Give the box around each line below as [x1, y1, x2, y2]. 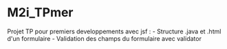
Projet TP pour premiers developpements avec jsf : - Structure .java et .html [7, 27, 221, 35]
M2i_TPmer [7, 5, 74, 20]
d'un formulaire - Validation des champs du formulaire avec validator [7, 34, 202, 42]
